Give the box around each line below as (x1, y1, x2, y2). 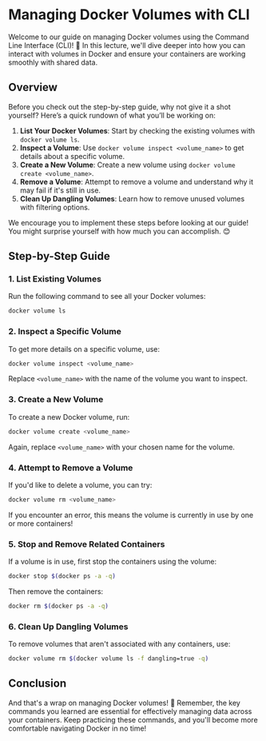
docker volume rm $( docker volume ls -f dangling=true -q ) (8, 655, 209, 663)
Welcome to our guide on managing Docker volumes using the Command (8, 32, 249, 42)
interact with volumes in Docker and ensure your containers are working (8, 49, 246, 58)
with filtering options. (19, 202, 90, 212)
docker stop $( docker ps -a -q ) (8, 572, 116, 580)
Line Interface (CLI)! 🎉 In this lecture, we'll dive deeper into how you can (8, 40, 246, 50)
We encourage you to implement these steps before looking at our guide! (8, 217, 249, 227)
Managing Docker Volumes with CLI (8, 6, 250, 24)
